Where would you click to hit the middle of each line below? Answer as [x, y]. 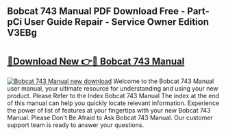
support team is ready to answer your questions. [76, 125]
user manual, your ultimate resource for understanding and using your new [113, 88]
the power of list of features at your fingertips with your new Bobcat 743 [109, 110]
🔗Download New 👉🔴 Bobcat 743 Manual [96, 61]
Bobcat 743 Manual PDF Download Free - [96, 11]
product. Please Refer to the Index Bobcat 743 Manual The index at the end [113, 96]
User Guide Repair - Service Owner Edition [116, 22]
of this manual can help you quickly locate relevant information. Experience [113, 103]
